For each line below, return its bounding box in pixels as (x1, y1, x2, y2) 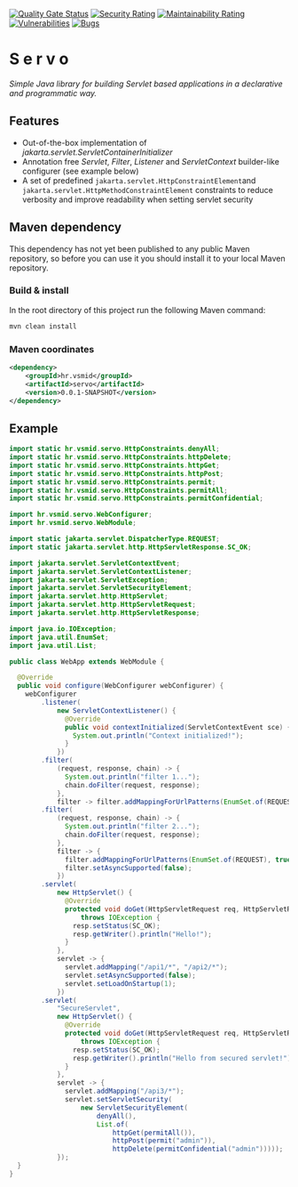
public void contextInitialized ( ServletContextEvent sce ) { (65, 723, 292, 731)
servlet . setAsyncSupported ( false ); (65, 971, 197, 980)
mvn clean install (9, 321, 77, 331)
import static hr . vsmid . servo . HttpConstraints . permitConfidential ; (9, 494, 264, 503)
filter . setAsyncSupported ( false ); (65, 863, 192, 872)
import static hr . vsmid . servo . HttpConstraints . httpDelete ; (9, 453, 232, 462)
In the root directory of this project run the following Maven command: (9, 304, 266, 315)
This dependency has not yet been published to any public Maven (9, 243, 250, 254)
